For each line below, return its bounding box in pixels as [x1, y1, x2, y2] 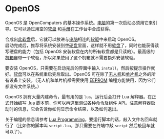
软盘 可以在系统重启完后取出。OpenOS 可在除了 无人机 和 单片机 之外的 [14, 71, 152, 77]
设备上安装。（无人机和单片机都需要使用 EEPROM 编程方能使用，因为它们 [9, 77, 156, 83]
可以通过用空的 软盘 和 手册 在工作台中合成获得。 [18, 25, 113, 32]
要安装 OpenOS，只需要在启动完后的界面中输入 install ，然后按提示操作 [5, 65, 151, 71]
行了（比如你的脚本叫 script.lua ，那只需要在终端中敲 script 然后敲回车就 [5, 122, 155, 128]
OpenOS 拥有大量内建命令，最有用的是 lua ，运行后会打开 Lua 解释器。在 [5, 93, 152, 99]
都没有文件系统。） [5, 83, 41, 89]
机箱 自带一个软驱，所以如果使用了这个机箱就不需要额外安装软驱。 [5, 54, 138, 60]
